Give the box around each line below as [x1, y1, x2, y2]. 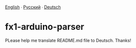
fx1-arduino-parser [5, 22, 84, 32]
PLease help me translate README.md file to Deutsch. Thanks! [5, 37, 132, 43]
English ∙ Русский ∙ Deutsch [5, 4, 61, 10]
